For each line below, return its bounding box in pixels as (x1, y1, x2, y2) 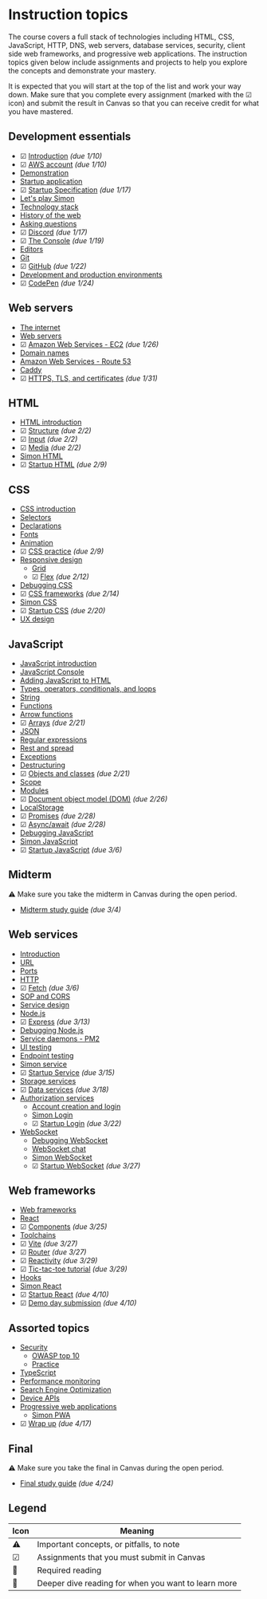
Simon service (19, 1059, 68, 1069)
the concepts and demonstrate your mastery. (8, 65, 157, 75)
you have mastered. (8, 106, 73, 116)
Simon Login (31, 1110, 73, 1120)
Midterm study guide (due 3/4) (19, 904, 122, 914)
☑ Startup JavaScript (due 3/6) (19, 845, 123, 854)
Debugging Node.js (19, 1025, 84, 1034)
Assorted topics (8, 1321, 90, 1335)
